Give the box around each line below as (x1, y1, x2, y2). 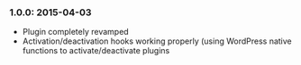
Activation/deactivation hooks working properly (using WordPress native (22, 36, 292, 46)
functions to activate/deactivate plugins (22, 45, 170, 56)
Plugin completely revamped (22, 27, 129, 37)
